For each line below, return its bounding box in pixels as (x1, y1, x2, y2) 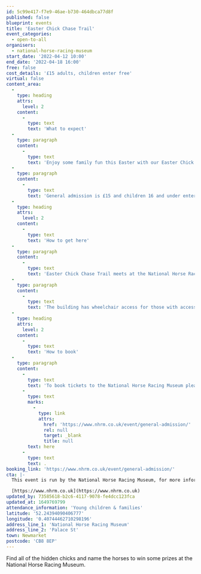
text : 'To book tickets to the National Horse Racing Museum (28, 382, 184, 389)
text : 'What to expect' (28, 126, 87, 132)
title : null (44, 438, 74, 444)
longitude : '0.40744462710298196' (6, 516, 93, 522)
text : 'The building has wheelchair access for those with (28, 304, 178, 311)
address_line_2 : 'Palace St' (6, 527, 79, 533)
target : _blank (44, 432, 82, 438)
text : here (28, 444, 55, 450)
